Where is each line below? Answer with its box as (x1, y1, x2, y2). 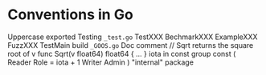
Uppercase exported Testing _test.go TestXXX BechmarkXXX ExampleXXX (7, 32, 258, 41)
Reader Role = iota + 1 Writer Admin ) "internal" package (7, 57, 194, 67)
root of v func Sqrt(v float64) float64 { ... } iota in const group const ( (7, 49, 236, 58)
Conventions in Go (7, 6, 133, 24)
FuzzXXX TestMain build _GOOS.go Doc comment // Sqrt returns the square (7, 40, 254, 49)
